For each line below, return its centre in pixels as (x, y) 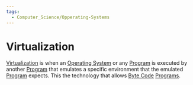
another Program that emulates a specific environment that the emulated (95, 70)
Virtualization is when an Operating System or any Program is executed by (97, 63)
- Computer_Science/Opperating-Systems (61, 17)
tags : (13, 12)
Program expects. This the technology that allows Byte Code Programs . (93, 75)
